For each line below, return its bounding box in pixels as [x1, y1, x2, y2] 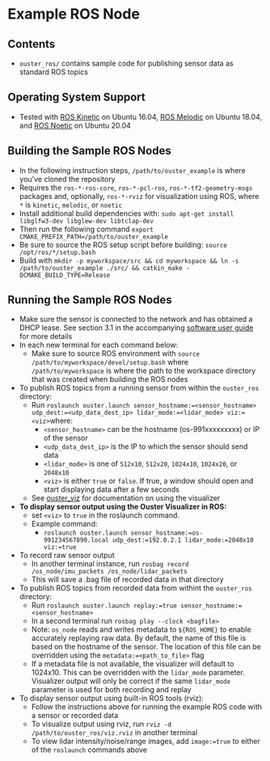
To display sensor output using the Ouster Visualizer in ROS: [19, 502, 227, 512]
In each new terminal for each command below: [19, 340, 179, 350]
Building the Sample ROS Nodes [7, 144, 171, 158]
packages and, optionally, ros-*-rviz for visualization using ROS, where [19, 191, 259, 201]
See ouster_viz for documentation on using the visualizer [31, 493, 221, 503]
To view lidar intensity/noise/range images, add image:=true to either [31, 737, 260, 746]
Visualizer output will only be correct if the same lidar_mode [31, 676, 231, 686]
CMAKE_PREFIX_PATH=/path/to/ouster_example [19, 232, 169, 241]
